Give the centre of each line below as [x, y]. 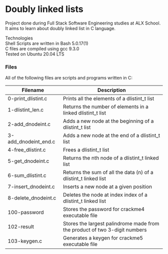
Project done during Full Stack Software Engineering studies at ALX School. [83, 23]
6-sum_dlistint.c [27, 175]
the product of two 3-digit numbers [105, 230]
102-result [21, 227]
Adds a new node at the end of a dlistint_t [112, 135]
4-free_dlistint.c [27, 150]
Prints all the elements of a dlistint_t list [109, 98]
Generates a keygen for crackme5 [103, 238]
